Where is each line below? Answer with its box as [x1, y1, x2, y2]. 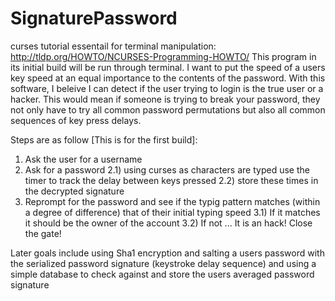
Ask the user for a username [24, 153, 143, 165]
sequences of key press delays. [10, 114, 142, 126]
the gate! [24, 227, 62, 239]
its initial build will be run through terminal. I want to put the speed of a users [10, 61, 326, 73]
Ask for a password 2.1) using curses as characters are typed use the [24, 163, 310, 176]
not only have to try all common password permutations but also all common [10, 103, 326, 116]
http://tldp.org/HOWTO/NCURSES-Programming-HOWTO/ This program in [10, 50, 317, 62]
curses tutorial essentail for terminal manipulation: [10, 40, 217, 52]
